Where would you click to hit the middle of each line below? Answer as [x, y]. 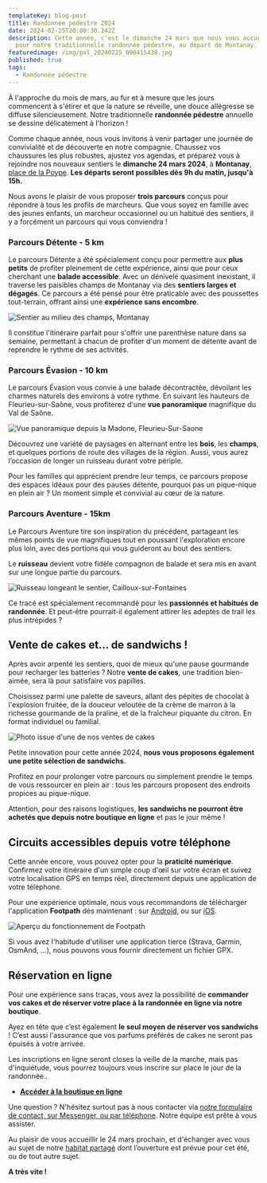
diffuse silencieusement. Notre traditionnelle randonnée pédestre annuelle [131, 114]
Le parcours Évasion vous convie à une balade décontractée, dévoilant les [130, 388]
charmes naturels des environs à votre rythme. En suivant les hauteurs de [129, 396]
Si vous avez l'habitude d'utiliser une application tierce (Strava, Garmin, [125, 942]
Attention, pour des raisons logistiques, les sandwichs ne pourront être [126, 809]
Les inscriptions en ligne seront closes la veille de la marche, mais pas [123, 1059]
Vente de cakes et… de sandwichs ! [98, 645]
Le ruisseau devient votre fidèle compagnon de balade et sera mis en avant [132, 563]
